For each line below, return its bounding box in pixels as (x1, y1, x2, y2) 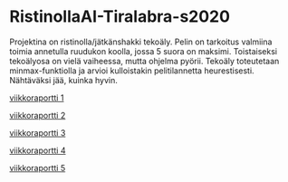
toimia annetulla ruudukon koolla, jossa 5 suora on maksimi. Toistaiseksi (9, 45, 278, 56)
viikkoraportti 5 (9, 162, 66, 173)
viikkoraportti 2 (9, 110, 66, 120)
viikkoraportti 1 (9, 92, 64, 103)
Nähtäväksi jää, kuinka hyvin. (9, 74, 118, 85)
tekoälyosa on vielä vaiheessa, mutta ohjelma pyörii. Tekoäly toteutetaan (9, 55, 280, 66)
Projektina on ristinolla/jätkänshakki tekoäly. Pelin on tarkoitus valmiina (9, 36, 273, 47)
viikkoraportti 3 (9, 127, 66, 138)
